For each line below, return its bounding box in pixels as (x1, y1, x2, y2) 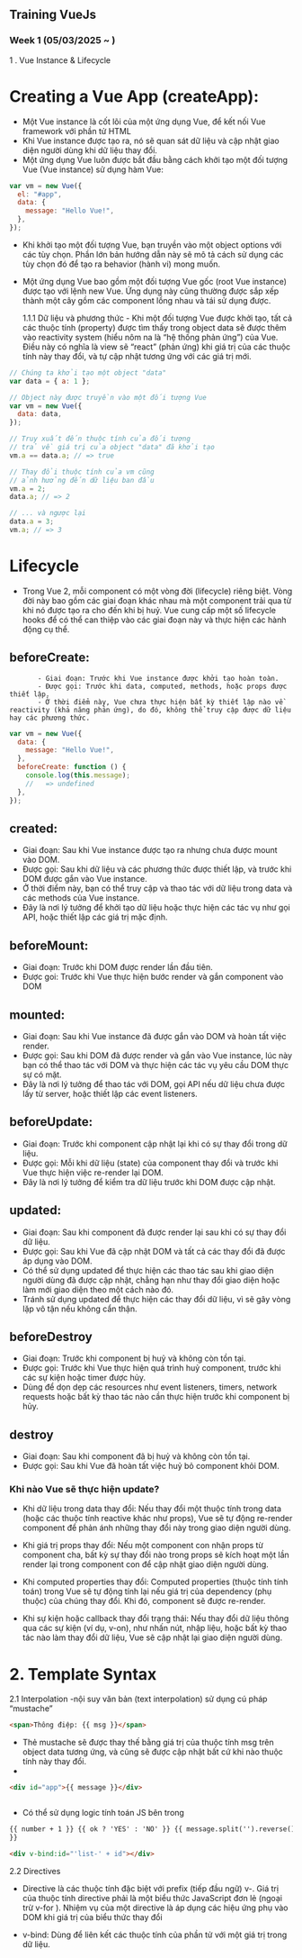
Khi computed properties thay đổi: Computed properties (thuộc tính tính (22, 1576, 289, 1588)
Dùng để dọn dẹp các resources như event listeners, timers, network (22, 1382, 278, 1392)
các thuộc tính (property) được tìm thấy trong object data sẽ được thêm (22, 322, 287, 332)
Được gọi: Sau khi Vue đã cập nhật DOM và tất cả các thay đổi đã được (22, 1246, 286, 1256)
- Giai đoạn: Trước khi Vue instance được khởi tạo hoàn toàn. (37, 674, 280, 683)
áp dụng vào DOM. (22, 1255, 93, 1266)
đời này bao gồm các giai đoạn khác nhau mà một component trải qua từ (22, 594, 292, 606)
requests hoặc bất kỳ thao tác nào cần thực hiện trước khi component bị (22, 1391, 290, 1402)
